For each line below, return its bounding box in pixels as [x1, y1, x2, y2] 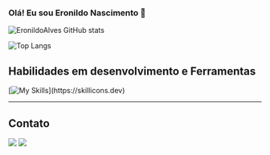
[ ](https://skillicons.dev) [8, 86, 125, 96]
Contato [8, 116, 50, 130]
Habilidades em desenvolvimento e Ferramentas [8, 64, 256, 78]
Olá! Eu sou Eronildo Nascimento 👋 [8, 7, 146, 18]
